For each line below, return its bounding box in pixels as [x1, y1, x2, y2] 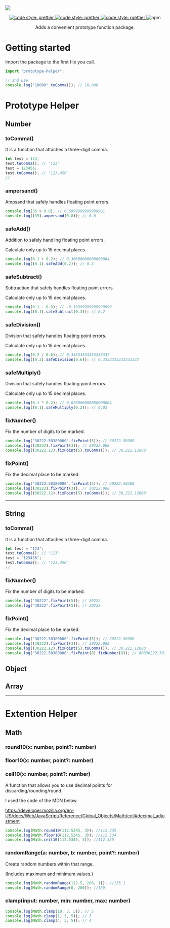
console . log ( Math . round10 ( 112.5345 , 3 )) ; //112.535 [5, 827, 116, 833]
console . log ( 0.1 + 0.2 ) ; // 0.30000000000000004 [5, 256, 110, 262]
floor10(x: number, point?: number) [5, 757, 94, 764]
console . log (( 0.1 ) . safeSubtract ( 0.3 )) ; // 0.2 [5, 309, 105, 314]
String [5, 510, 25, 518]
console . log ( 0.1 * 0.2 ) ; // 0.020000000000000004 [5, 401, 112, 406]
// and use [5, 78, 28, 83]
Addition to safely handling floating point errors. [5, 237, 105, 243]
